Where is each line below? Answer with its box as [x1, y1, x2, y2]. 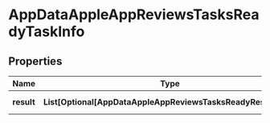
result [12, 97, 36, 107]
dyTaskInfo [8, 22, 85, 41]
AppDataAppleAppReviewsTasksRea [8, 6, 260, 24]
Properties [8, 54, 63, 68]
